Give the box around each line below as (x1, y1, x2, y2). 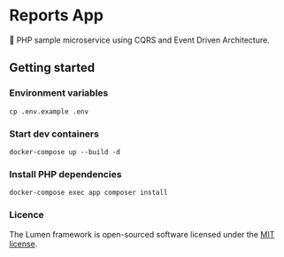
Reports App (9, 5, 104, 26)
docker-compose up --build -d (9, 147, 121, 156)
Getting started (9, 60, 96, 75)
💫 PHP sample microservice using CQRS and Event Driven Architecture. (9, 35, 270, 45)
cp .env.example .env (9, 107, 89, 116)
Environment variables (9, 87, 109, 99)
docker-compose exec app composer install (9, 188, 168, 198)
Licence (9, 209, 44, 222)
